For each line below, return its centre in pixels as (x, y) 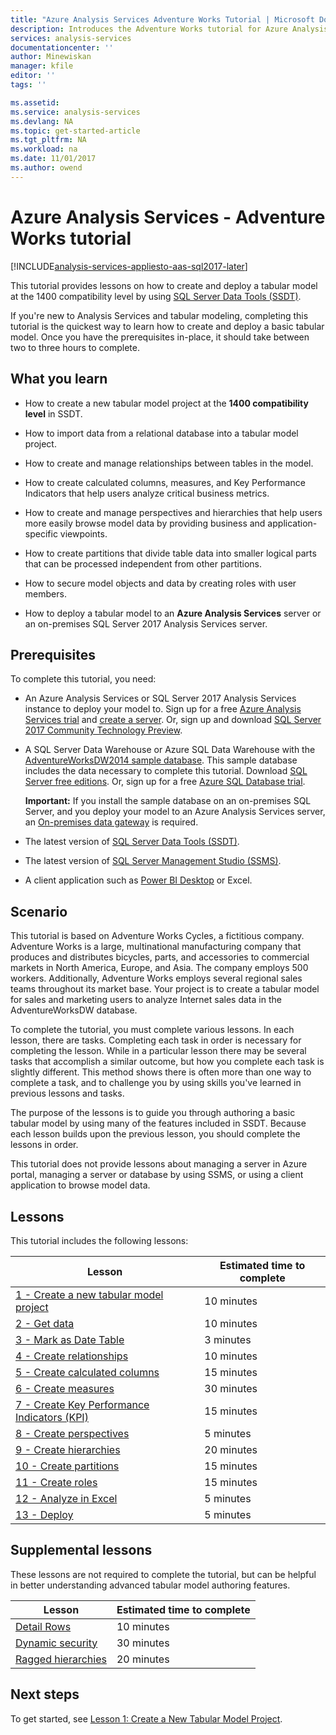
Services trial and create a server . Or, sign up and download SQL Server (173, 720)
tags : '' (28, 85)
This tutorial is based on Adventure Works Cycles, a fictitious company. (157, 936)
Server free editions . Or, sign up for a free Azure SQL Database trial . (165, 782)
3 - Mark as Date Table (70, 1339)
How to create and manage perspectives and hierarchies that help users (173, 512)
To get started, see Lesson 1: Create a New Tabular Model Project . (146, 1718)
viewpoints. (83, 533)
